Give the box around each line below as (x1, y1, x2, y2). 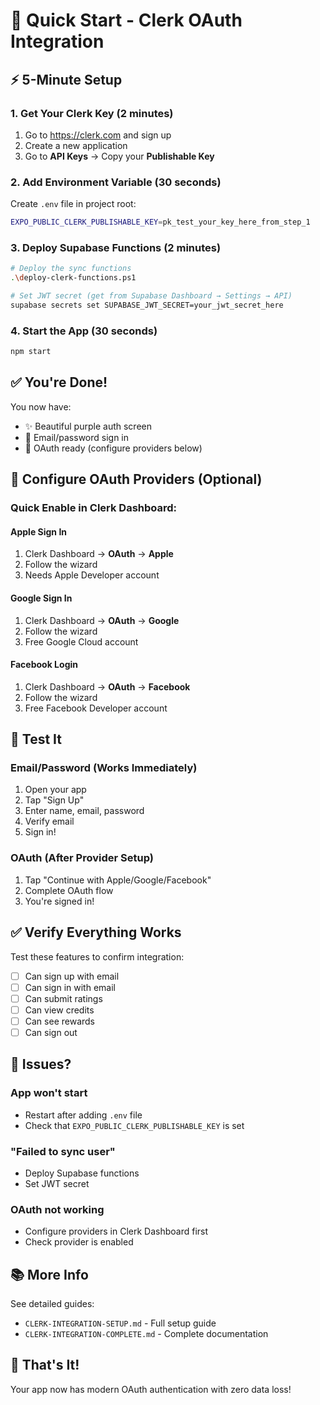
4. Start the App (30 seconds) (10, 324, 158, 338)
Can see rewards (24, 1015, 95, 1027)
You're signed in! (24, 895, 95, 907)
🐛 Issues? (10, 1056, 72, 1073)
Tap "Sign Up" (24, 794, 85, 806)
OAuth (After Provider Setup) (10, 851, 154, 865)
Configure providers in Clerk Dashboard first (24, 1225, 209, 1238)
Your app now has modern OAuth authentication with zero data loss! (10, 1383, 292, 1395)
